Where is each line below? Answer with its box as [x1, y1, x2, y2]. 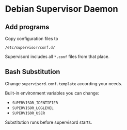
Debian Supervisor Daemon [5, 3, 118, 15]
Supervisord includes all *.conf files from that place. [5, 54, 110, 59]
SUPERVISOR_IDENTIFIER [12, 100, 58, 105]
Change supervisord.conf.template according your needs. [5, 80, 123, 86]
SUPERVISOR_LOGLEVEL [12, 106, 54, 111]
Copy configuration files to [5, 36, 58, 41]
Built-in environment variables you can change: [5, 90, 99, 96]
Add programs [5, 23, 49, 31]
